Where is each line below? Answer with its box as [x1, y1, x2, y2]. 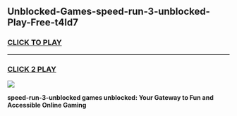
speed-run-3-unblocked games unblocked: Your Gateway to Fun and [7, 93, 214, 101]
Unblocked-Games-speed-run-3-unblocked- [7, 6, 210, 18]
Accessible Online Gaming [7, 101, 87, 109]
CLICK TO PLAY [7, 38, 62, 48]
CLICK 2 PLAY [7, 64, 56, 74]
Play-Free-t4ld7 [7, 17, 79, 29]
